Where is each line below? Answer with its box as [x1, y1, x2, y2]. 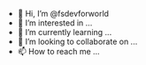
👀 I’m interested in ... [17, 18, 93, 28]
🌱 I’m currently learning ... [17, 27, 112, 37]
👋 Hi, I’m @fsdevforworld [17, 9, 109, 18]
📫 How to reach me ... [17, 47, 100, 56]
